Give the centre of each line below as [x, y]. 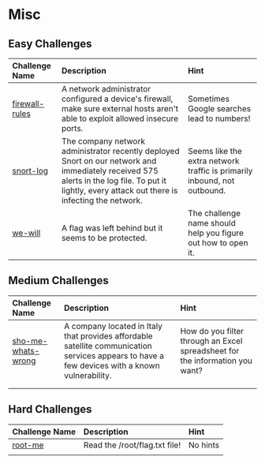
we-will [26, 233]
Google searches [219, 109]
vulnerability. [88, 375]
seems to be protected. [105, 238]
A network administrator [106, 89]
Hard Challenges [50, 409]
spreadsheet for [210, 350]
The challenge [215, 213]
